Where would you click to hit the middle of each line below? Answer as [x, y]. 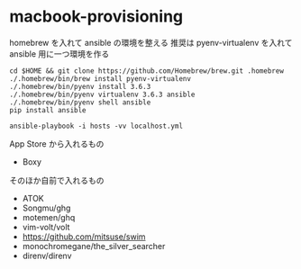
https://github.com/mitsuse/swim [84, 237]
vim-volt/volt [46, 227]
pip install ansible [48, 110]
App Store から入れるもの [57, 143]
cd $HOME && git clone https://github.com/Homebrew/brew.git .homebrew [146, 71]
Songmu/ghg [46, 208]
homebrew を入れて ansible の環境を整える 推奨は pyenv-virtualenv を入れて [151, 42]
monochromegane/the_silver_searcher [94, 246]
